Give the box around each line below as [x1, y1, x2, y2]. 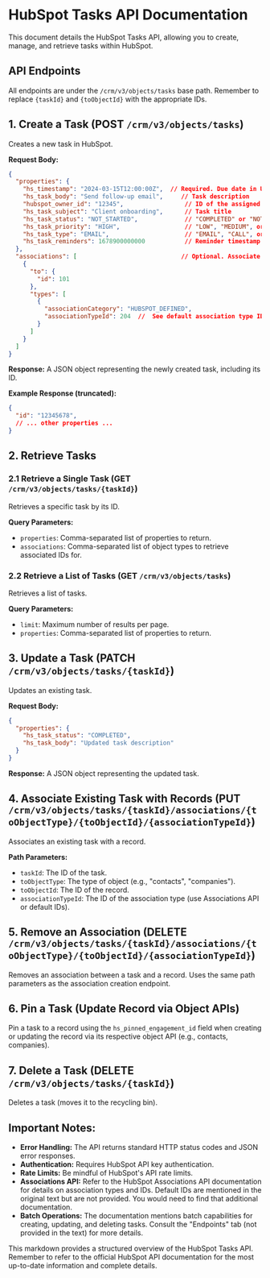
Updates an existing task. [8, 685, 92, 695]
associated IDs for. [19, 550, 82, 559]
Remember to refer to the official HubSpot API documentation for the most [8, 1252, 255, 1262]
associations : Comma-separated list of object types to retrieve [19, 541, 229, 551]
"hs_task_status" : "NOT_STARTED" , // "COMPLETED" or [22, 215, 247, 223]
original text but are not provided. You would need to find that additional [19, 1194, 259, 1204]
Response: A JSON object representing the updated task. [8, 768, 199, 778]
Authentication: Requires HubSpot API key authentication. [19, 1160, 215, 1169]
